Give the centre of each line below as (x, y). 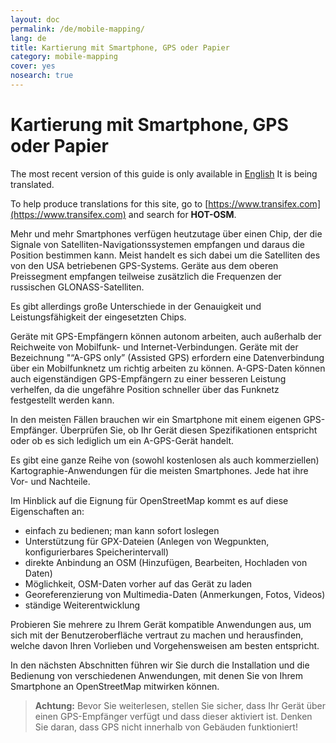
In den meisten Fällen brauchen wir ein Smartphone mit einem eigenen (156, 419)
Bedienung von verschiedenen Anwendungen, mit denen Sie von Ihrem (157, 675)
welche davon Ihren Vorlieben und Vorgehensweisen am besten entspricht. (165, 645)
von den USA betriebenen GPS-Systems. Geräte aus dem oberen (144, 265)
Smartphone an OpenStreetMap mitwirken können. (115, 686)
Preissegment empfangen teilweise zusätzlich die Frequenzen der (146, 276)
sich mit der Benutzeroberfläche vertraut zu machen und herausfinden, (157, 635)
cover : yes (33, 66)
